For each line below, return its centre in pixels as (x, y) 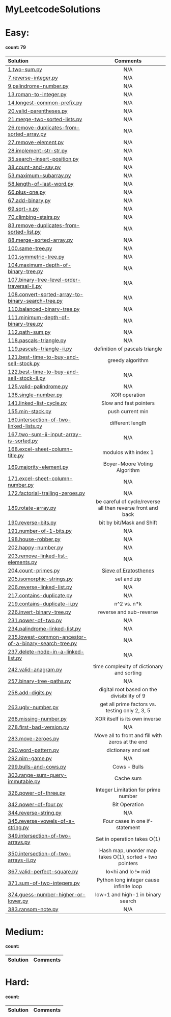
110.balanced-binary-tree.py (44, 309)
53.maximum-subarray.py (39, 175)
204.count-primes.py (34, 570)
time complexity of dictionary (128, 666)
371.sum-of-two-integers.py (44, 883)
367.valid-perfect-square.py (43, 871)
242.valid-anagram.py (35, 669)
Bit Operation (128, 804)
